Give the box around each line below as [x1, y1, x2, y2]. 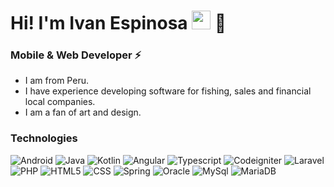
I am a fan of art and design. [24, 106, 142, 119]
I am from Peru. [24, 75, 89, 87]
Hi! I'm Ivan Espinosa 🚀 [10, 12, 227, 35]
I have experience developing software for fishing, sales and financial [24, 85, 312, 97]
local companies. [24, 96, 96, 108]
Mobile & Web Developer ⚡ [10, 48, 142, 62]
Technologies [10, 131, 78, 145]
